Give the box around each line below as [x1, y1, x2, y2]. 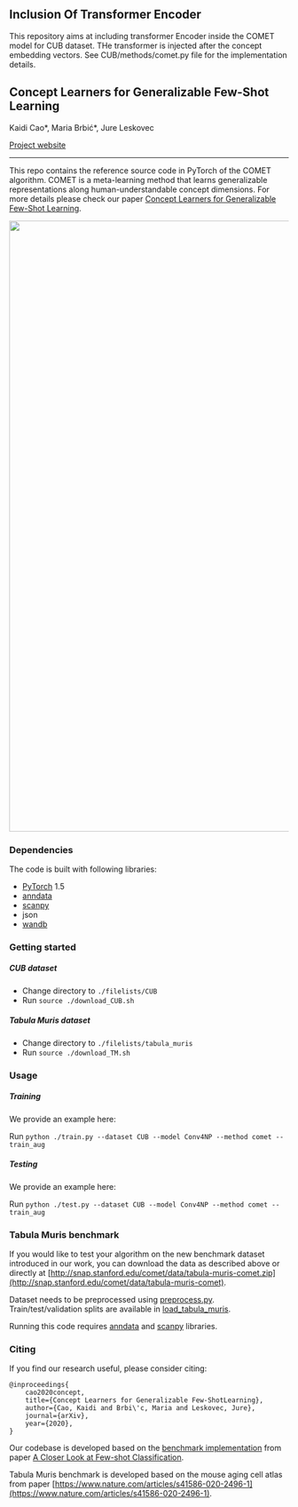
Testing [9, 1159, 38, 1169]
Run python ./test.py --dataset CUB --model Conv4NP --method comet [9, 1199, 269, 1209]
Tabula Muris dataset [9, 1015, 90, 1025]
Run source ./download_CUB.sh [21, 994, 135, 1005]
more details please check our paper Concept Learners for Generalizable [9, 193, 277, 203]
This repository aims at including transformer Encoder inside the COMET [9, 30, 275, 41]
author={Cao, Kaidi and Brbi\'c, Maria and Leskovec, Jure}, [25, 1404, 255, 1413]
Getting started [9, 941, 77, 953]
